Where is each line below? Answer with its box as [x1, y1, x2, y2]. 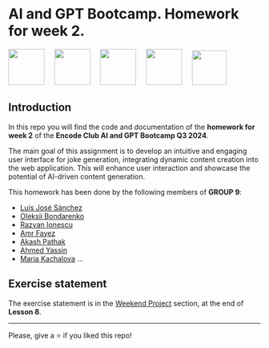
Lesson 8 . [8, 306, 42, 317]
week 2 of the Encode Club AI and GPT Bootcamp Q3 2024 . [8, 130, 209, 140]
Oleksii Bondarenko [19, 211, 85, 221]
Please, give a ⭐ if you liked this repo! [8, 330, 132, 340]
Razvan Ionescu [19, 220, 74, 229]
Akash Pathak [19, 237, 66, 246]
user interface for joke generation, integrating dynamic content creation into [8, 154, 259, 164]
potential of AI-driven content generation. [8, 172, 146, 181]
